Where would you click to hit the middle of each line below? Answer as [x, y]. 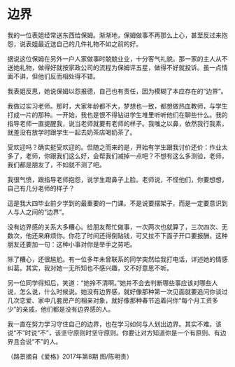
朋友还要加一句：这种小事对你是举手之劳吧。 [72, 244]
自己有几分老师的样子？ [41, 188]
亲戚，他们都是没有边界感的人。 [68, 309]
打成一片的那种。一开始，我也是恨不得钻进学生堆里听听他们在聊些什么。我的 [117, 115]
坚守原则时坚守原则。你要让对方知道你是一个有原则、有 [140, 333]
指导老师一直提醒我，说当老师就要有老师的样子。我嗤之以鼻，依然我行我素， [117, 123]
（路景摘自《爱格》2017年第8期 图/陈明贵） [70, 356]
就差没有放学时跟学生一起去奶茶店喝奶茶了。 [72, 132]
